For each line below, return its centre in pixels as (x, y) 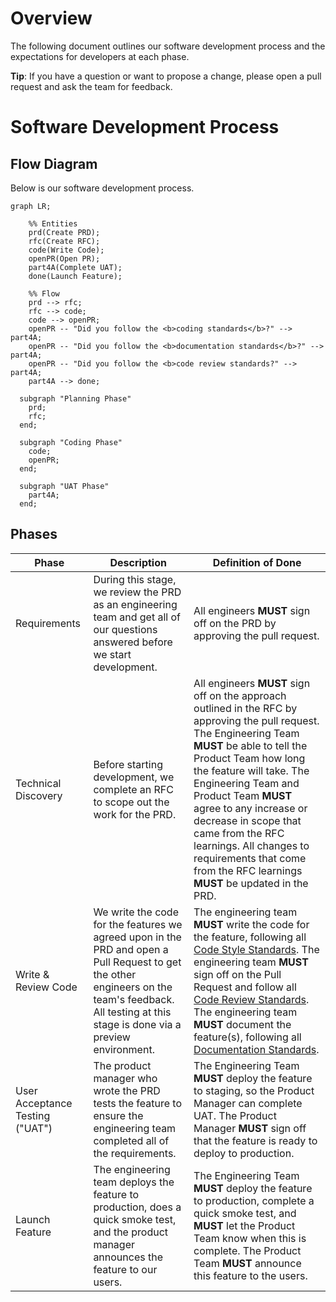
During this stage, (135, 579)
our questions (125, 629)
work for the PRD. (135, 814)
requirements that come (250, 858)
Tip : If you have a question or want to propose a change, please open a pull (166, 76)
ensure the (118, 1115)
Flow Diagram (54, 163)
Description (138, 562)
